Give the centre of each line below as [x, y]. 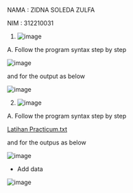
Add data [30, 169]
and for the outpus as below [47, 142]
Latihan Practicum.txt [37, 129]
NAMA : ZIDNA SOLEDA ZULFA [51, 10]
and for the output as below [46, 76]
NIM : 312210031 [30, 23]
